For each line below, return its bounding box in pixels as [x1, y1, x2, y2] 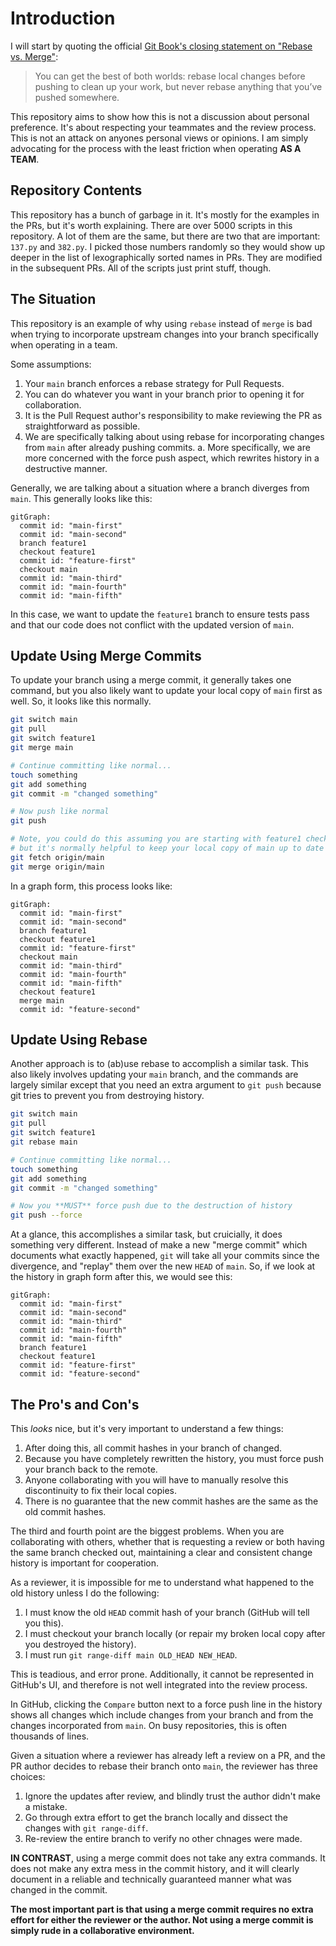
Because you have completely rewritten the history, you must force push [24, 1453, 325, 1464]
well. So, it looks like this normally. [10, 695, 152, 707]
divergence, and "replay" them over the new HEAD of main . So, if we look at [10, 1260, 316, 1272]
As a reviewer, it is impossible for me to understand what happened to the [10, 1577, 315, 1588]
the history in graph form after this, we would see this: [10, 1271, 233, 1283]
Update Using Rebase [10, 1032, 148, 1049]
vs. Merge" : [10, 50, 59, 62]
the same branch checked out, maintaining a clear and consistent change [10, 1547, 313, 1558]
